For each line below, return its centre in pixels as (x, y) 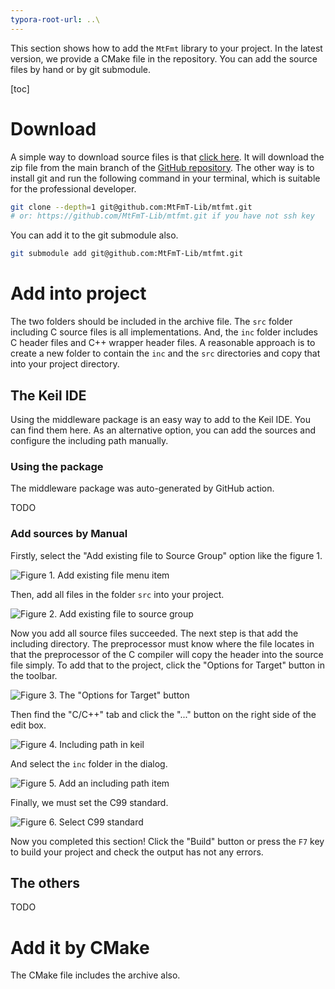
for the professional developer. (73, 188)
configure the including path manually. (89, 440)
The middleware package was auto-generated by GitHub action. (142, 488)
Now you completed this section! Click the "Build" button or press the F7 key (167, 841)
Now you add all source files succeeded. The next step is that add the (154, 633)
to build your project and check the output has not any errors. (137, 852)
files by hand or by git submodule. (81, 69)
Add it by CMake (80, 947)
